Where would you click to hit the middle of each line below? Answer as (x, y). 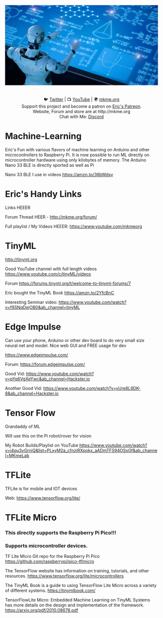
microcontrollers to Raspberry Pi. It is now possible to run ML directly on (77, 155)
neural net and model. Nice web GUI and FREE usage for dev (66, 346)
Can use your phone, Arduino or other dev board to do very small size (75, 341)
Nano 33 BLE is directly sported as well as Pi (50, 165)
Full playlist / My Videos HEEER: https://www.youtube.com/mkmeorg (73, 227)
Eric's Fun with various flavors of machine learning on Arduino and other (77, 150)
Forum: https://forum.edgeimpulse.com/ (45, 364)
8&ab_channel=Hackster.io (32, 393)
